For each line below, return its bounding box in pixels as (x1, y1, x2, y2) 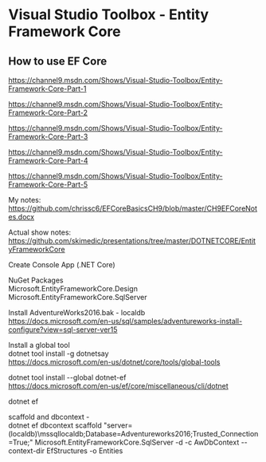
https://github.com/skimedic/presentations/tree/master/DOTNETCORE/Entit (8, 236, 256, 245)
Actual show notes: (8, 227, 72, 237)
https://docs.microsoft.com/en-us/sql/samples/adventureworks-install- (8, 317, 243, 326)
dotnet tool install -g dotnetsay (8, 349, 109, 358)
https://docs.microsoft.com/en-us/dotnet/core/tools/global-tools (8, 357, 221, 366)
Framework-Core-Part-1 (8, 84, 87, 93)
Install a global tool (8, 341, 70, 349)
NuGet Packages (8, 275, 64, 285)
